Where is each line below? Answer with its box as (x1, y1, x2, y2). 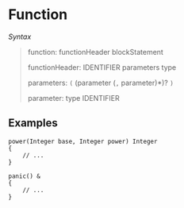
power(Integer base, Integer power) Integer (8, 137, 158, 145)
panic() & (8, 172, 41, 180)
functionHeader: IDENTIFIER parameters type (27, 62, 177, 72)
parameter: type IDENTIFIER (27, 93, 121, 102)
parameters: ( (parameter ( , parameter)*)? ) (27, 78, 174, 87)
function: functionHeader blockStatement (27, 47, 164, 56)
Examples (8, 117, 58, 130)
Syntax (8, 32, 32, 41)
